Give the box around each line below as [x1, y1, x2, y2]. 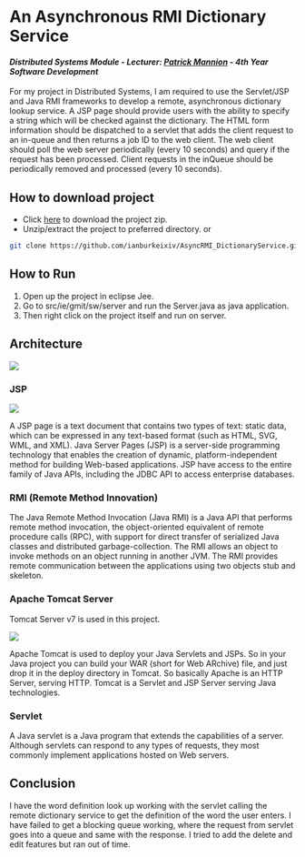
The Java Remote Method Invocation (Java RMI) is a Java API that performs [9, 512, 293, 523]
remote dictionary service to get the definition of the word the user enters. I [9, 810, 292, 821]
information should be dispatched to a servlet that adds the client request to [9, 125, 294, 136]
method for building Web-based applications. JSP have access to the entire [9, 459, 292, 469]
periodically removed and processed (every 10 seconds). [9, 164, 222, 175]
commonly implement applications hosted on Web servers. [9, 749, 230, 761]
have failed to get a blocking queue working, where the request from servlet [9, 819, 294, 830]
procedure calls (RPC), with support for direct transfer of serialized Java [9, 531, 280, 542]
